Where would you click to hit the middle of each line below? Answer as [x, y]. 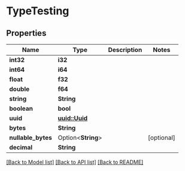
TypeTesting [38, 11]
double [19, 89]
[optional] [161, 138]
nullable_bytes [31, 138]
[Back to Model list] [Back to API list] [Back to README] [75, 162]
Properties [26, 33]
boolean [21, 109]
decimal [21, 147]
